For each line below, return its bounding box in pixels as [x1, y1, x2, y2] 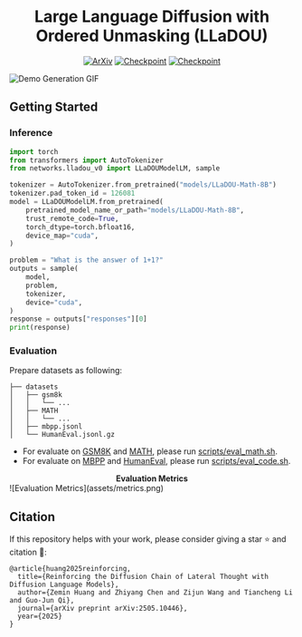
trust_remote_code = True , [25, 214, 119, 223]
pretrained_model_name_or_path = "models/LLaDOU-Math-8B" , [25, 206, 245, 215]
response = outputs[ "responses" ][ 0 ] [9, 314, 147, 323]
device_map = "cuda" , [25, 231, 99, 240]
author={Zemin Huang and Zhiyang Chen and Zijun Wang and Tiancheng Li [17, 588, 294, 597]
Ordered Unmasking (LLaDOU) [35, 25, 269, 46]
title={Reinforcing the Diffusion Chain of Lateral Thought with [17, 573, 269, 582]
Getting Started [9, 100, 99, 115]
